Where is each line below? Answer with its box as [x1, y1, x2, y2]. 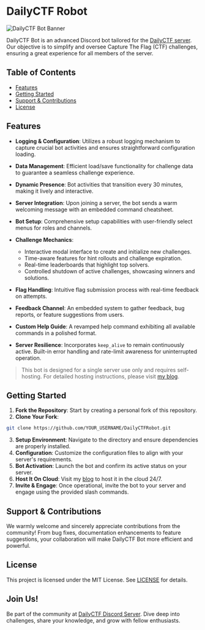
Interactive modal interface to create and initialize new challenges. [24, 247, 192, 255]
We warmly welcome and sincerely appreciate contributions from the [6, 523, 181, 530]
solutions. [24, 274, 50, 281]
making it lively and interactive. [15, 187, 94, 195]
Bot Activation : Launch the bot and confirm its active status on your [15, 462, 187, 470]
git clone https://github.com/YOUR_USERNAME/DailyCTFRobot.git [6, 425, 171, 431]
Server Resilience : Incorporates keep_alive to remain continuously [15, 341, 185, 348]
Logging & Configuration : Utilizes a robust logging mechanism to [15, 137, 181, 145]
